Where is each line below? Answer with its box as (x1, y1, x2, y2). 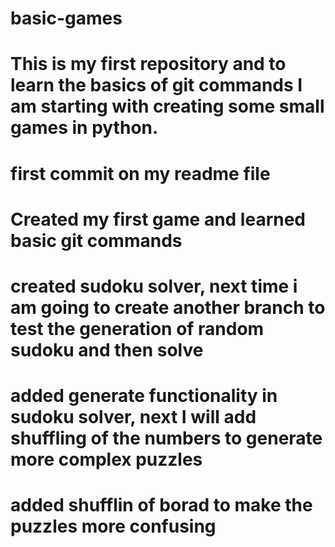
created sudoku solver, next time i (10, 275, 298, 297)
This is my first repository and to (10, 53, 287, 76)
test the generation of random (10, 317, 265, 340)
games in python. (10, 117, 159, 139)
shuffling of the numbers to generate (10, 427, 323, 450)
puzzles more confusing (10, 515, 217, 538)
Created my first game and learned (10, 208, 307, 231)
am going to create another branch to (10, 296, 326, 319)
